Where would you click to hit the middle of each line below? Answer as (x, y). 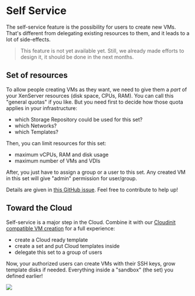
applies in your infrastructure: (42, 108)
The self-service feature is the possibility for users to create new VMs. (91, 27)
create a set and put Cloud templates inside (67, 246)
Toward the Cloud (39, 208)
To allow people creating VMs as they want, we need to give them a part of (97, 90)
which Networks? (35, 125)
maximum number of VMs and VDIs (57, 161)
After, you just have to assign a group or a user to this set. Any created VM (96, 172)
